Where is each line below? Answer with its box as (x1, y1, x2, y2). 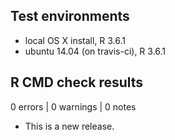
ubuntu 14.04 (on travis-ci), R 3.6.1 (24, 45, 167, 57)
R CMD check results (10, 74, 144, 91)
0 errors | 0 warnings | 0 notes (10, 100, 137, 113)
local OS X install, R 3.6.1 (24, 34, 127, 46)
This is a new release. (24, 120, 115, 132)
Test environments (10, 8, 130, 25)
